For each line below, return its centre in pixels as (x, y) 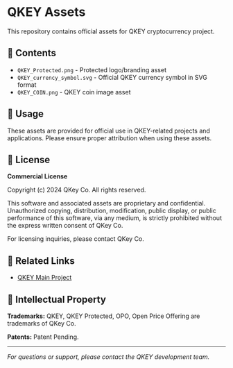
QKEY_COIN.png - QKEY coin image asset (74, 92)
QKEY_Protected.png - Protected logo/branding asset (92, 69)
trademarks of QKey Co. (42, 323)
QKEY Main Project (44, 278)
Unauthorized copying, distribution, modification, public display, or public (112, 211)
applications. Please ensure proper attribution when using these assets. (110, 138)
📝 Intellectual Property (57, 299)
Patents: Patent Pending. (43, 337)
